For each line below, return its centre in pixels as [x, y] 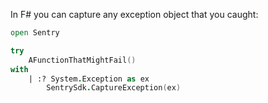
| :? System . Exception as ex [89, 79]
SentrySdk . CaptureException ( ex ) [114, 88]
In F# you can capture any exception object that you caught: [134, 14]
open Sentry [35, 33]
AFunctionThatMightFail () [82, 60]
